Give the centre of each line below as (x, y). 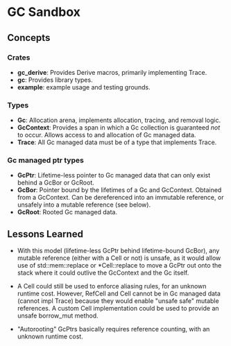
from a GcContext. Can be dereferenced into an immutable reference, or (120, 198)
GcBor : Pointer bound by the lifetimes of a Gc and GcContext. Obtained (119, 190)
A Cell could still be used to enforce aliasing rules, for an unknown (112, 286)
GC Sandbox (44, 12)
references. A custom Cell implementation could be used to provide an (118, 309)
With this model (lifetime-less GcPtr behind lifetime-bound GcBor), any (118, 251)
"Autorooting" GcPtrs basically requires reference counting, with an (113, 329)
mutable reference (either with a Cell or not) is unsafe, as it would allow (119, 258)
